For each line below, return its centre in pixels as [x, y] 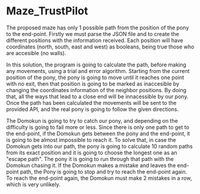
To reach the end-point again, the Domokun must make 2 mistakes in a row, [99, 178]
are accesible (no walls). [36, 53]
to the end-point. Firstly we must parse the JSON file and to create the [93, 34]
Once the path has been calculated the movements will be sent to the [91, 102]
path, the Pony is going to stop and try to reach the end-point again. [104, 171]
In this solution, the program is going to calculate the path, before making [96, 65]
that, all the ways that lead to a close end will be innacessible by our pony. [97, 96]
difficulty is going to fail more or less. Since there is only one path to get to [98, 127]
